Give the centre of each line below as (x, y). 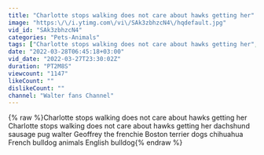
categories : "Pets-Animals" (54, 37)
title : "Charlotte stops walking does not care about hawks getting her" (132, 15)
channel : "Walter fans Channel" (61, 96)
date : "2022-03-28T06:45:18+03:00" (66, 52)
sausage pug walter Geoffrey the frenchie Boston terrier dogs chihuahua (126, 135)
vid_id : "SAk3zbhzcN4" (45, 30)
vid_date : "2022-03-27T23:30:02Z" (65, 59)
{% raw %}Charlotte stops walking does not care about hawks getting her (128, 117)
